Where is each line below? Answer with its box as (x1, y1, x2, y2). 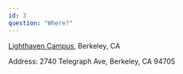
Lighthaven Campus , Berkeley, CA (8, 41, 121, 50)
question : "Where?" (8, 19, 74, 27)
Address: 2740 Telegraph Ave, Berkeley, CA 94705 (8, 56, 176, 66)
